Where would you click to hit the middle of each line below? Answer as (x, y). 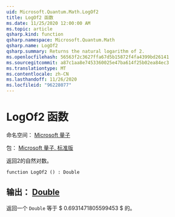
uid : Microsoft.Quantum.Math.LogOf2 (52, 12)
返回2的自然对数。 (29, 161)
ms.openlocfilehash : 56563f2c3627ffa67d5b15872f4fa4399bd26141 (88, 57)
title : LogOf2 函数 (30, 18)
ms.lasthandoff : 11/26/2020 (42, 79)
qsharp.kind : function (35, 35)
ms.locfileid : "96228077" (39, 85)
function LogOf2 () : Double (43, 172)
